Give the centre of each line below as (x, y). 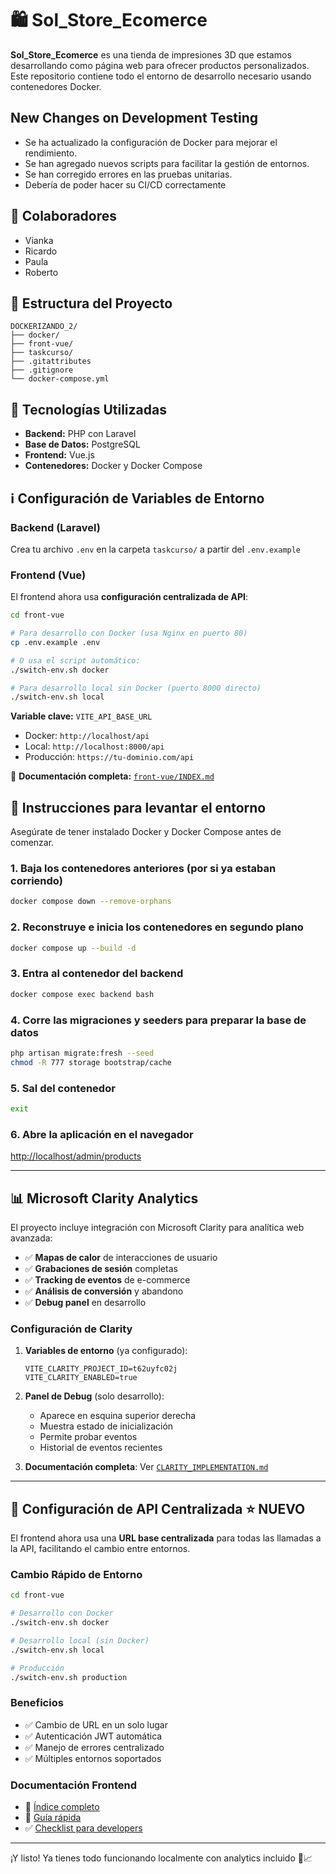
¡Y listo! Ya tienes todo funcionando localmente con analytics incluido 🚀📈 (161, 1858)
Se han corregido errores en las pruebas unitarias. (128, 174)
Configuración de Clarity (71, 1329)
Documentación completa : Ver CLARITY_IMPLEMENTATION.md (146, 1467)
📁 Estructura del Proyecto (91, 303)
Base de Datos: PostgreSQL (82, 444)
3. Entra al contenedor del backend (97, 974)
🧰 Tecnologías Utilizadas (88, 409)
